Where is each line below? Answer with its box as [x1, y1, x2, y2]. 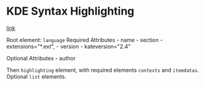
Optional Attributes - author [6, 54, 76, 62]
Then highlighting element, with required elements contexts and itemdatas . [6, 66, 199, 74]
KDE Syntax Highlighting [6, 4, 135, 18]
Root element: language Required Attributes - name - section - [6, 36, 163, 43]
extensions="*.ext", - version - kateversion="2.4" [6, 43, 131, 50]
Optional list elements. [6, 73, 66, 80]
